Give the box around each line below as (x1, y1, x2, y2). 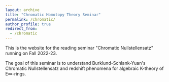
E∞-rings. (5, 71, 26, 76)
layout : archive (5, 7, 40, 13)
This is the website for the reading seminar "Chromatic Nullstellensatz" (5, 45, 154, 51)
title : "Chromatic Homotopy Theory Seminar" (5, 12, 101, 17)
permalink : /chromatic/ (5, 17, 56, 22)
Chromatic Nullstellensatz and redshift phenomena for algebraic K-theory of (5, 65, 164, 71)
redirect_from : (5, 26, 38, 31)
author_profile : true (5, 21, 51, 27)
